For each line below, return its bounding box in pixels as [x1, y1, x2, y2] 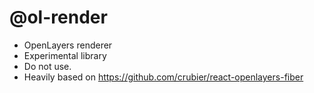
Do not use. [23, 60, 72, 72]
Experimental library [23, 49, 107, 61]
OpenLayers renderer [23, 39, 113, 51]
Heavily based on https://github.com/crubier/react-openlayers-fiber [23, 71, 304, 83]
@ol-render [9, 6, 108, 29]
